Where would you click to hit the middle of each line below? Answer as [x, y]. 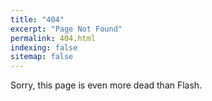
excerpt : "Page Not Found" [66, 29]
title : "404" [37, 19]
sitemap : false [42, 57]
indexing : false [44, 47]
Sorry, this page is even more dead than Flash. [106, 85]
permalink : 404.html [53, 38]
